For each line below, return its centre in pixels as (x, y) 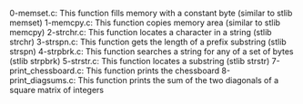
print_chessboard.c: (47, 71)
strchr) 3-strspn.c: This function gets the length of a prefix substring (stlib (148, 42)
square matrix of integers (57, 90)
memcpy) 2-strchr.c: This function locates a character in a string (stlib (141, 32)
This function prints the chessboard (153, 71)
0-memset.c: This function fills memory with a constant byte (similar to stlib (151, 13)
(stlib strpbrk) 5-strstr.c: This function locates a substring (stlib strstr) (140, 61)
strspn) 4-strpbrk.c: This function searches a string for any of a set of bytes (151, 52)
